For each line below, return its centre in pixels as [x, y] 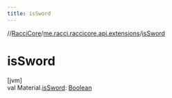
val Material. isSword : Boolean [50, 88]
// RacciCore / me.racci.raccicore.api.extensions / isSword [86, 33]
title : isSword [29, 13]
